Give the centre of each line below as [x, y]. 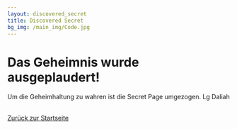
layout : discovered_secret [47, 14]
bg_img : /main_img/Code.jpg [49, 27]
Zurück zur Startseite [38, 118]
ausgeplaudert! [54, 77]
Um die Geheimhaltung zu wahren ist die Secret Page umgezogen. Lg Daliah [118, 97]
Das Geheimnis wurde [73, 62]
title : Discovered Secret [45, 21]
